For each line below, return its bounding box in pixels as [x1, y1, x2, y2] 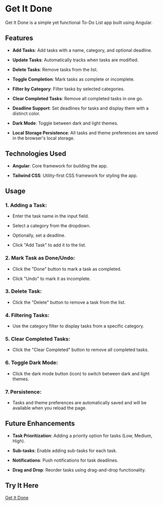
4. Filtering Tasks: [5, 312, 50, 319]
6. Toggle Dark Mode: [5, 359, 58, 366]
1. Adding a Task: [5, 201, 47, 208]
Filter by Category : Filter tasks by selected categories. [12, 86, 125, 92]
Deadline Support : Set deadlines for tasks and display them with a [12, 105, 149, 111]
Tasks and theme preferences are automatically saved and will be [12, 400, 147, 406]
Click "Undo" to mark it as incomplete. [12, 275, 91, 282]
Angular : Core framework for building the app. [12, 163, 108, 168]
